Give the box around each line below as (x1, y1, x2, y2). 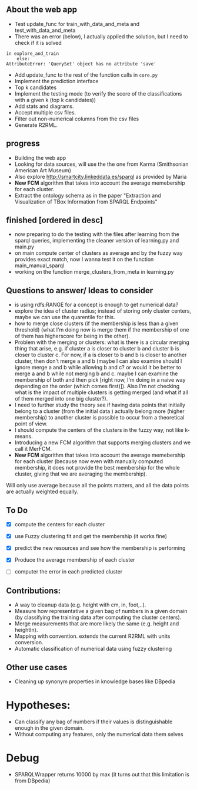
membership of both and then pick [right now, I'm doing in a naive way (14, 376, 186, 383)
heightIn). (14, 627, 38, 634)
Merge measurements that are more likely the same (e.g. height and (14, 620, 179, 627)
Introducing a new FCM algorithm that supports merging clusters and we (14, 439, 191, 446)
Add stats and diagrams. (14, 103, 75, 110)
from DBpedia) (14, 777, 51, 784)
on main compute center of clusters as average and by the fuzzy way (14, 250, 183, 257)
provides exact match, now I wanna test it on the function (14, 256, 154, 263)
